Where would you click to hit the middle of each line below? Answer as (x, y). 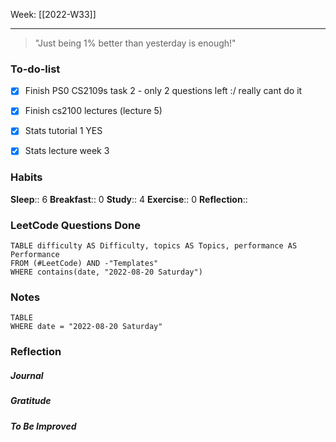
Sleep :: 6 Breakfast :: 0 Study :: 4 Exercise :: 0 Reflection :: (129, 199)
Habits (26, 177)
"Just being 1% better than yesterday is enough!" (135, 43)
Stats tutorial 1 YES (63, 131)
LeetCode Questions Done (76, 225)
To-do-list (35, 69)
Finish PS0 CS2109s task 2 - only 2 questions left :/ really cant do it (163, 91)
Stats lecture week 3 (67, 151)
